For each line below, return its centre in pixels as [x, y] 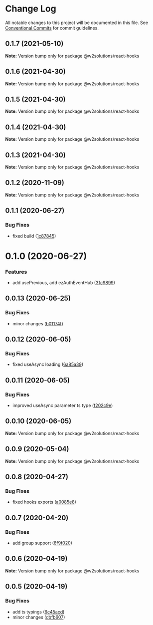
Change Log [31, 9]
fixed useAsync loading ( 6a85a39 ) [48, 364]
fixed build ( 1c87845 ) [34, 236]
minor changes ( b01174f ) [38, 323]
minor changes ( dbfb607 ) [39, 617]
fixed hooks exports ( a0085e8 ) [44, 502]
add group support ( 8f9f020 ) [42, 543]
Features [16, 272]
